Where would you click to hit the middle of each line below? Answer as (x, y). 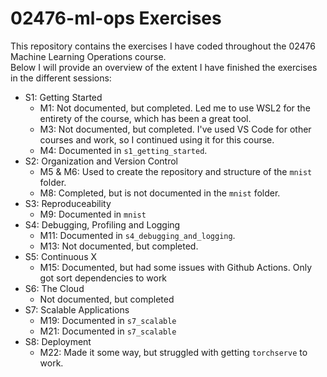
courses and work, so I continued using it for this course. (157, 139)
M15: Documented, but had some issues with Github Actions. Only (176, 267)
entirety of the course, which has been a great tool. (145, 118)
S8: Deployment (58, 341)
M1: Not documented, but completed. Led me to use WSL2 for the (175, 108)
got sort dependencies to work (103, 278)
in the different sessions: (61, 78)
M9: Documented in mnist (93, 214)
